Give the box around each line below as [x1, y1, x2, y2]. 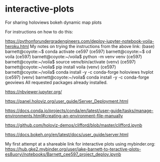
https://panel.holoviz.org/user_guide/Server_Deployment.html [5, 98, 128, 104]
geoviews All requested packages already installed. [5, 79, 108, 85]
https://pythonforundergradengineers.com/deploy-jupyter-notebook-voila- [5, 38, 154, 44]
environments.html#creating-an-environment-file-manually [5, 113, 123, 118]
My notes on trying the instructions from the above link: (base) [30, 43, 155, 49]
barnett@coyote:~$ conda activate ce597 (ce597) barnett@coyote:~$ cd [5, 49, 151, 54]
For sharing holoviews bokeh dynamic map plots [5, 19, 102, 25]
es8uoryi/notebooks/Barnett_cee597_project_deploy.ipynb [5, 151, 121, 157]
